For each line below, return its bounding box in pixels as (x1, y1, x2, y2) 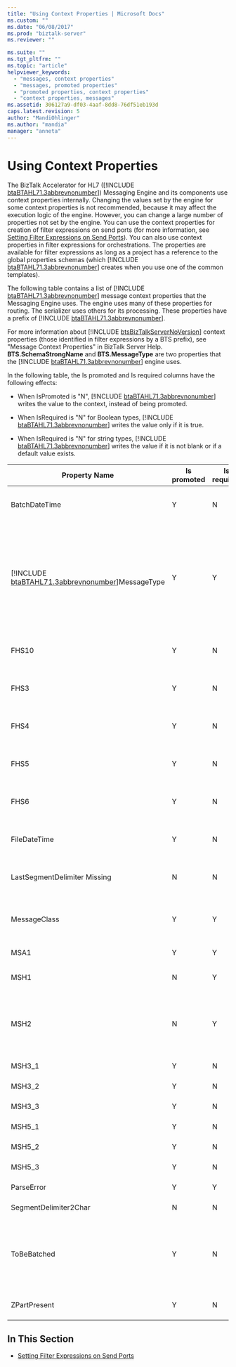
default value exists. (17, 449, 76, 458)
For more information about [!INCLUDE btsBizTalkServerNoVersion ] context (7, 328, 225, 336)
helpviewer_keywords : (7, 68, 71, 76)
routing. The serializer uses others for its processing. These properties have (7, 306, 228, 315)
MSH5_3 (11, 1162, 40, 1172)
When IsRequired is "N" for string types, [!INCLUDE (17, 434, 166, 443)
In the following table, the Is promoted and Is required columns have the (7, 371, 216, 380)
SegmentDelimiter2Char (11, 1203, 91, 1212)
